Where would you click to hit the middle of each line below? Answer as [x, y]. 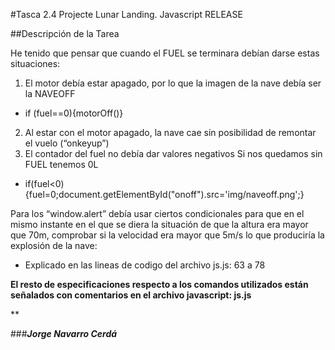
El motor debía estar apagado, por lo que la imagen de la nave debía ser [173, 83]
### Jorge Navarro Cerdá [64, 333]
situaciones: [35, 63]
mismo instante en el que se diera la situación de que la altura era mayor [159, 224]
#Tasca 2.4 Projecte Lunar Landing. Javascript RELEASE [126, 14]
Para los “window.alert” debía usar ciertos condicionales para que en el [157, 213]
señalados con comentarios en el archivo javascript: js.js [131, 295]
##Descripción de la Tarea [65, 33]
